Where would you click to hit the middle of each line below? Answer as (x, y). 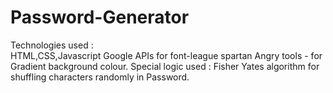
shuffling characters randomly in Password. (100, 77)
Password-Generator (100, 17)
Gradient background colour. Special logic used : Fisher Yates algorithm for (165, 66)
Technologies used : (52, 45)
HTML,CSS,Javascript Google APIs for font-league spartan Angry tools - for (166, 55)
